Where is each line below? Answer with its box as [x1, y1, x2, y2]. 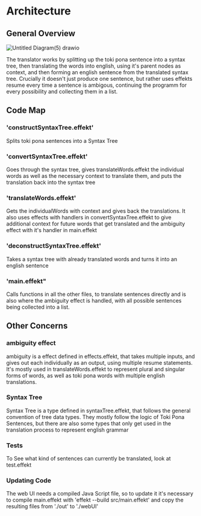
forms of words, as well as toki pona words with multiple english [6, 372, 165, 379]
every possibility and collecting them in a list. [6, 88, 118, 95]
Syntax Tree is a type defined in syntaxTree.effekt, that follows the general [6, 407, 191, 414]
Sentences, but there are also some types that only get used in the [6, 420, 172, 427]
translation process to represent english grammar [6, 426, 129, 433]
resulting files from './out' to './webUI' [6, 503, 99, 510]
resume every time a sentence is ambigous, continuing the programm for [6, 81, 187, 89]
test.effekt [6, 461, 32, 468]
